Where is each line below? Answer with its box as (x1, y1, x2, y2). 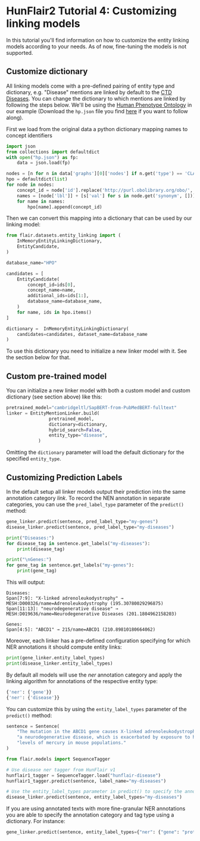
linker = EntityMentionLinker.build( (6, 410, 100, 416)
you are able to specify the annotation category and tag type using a (6, 811, 174, 818)
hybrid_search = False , (48, 427, 102, 433)
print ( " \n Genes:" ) (6, 557, 52, 563)
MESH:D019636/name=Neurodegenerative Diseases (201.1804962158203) (6, 611, 177, 617)
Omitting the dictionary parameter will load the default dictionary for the (6, 448, 185, 456)
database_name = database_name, (27, 298, 102, 304)
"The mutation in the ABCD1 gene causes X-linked (17, 728, 143, 735)
